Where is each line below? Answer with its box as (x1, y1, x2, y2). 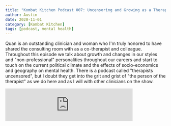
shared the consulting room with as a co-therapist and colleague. (5, 46, 142, 52)
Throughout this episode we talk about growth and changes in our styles (5, 52, 158, 58)
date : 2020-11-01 (5, 17, 42, 22)
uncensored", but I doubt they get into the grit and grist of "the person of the (5, 73, 166, 79)
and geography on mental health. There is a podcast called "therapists (5, 67, 153, 74)
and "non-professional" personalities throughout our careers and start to (5, 57, 158, 63)
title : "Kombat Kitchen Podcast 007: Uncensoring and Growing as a (5, 7, 152, 13)
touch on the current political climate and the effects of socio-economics (5, 62, 159, 68)
